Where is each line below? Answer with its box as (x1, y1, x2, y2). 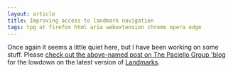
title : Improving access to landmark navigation (7, 17, 154, 24)
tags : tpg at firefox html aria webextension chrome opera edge (7, 23, 202, 30)
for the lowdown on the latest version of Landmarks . (7, 58, 161, 67)
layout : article (7, 10, 55, 18)
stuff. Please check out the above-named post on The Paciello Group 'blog (7, 50, 226, 59)
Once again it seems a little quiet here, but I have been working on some (7, 43, 219, 52)
